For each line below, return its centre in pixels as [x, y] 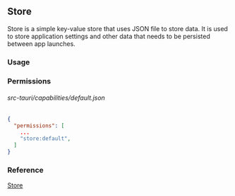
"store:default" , [46, 139]
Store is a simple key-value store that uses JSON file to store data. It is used [117, 28]
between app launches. [41, 44]
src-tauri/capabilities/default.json [56, 98]
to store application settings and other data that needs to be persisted [109, 36]
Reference [25, 171]
